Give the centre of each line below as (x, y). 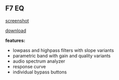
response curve (29, 66)
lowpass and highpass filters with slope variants (63, 50)
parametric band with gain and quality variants (62, 56)
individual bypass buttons (40, 72)
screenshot (17, 20)
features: (15, 40)
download (16, 31)
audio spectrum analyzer (39, 61)
